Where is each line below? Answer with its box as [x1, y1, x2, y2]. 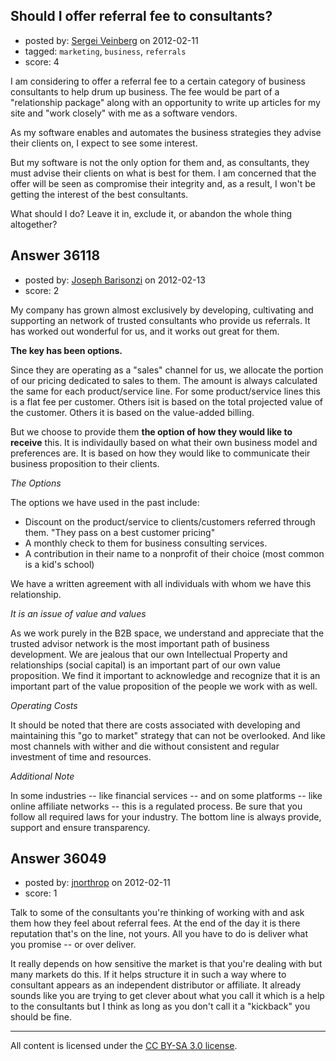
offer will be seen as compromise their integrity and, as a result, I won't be [10, 177, 316, 189]
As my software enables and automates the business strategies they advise [10, 126, 322, 138]
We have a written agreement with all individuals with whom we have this [10, 577, 312, 589]
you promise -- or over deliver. [10, 939, 137, 951]
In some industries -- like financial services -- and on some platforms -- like [10, 789, 323, 801]
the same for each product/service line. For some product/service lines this [10, 385, 321, 397]
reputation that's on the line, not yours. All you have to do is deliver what [10, 928, 309, 940]
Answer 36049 [10, 850, 107, 868]
